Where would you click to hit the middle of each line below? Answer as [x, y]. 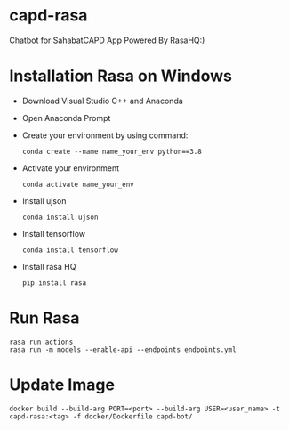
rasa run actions [41, 342]
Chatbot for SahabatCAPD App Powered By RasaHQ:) [107, 40]
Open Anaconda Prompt [66, 118]
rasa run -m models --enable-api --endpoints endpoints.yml [123, 349]
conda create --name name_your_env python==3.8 [112, 151]
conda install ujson [60, 217]
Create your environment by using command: [105, 135]
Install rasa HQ [49, 266]
